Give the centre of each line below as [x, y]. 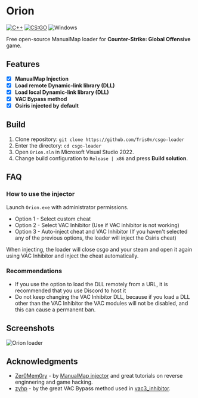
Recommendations [34, 271]
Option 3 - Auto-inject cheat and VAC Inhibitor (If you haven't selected [101, 231]
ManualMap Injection [41, 78]
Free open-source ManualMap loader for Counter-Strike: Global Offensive [98, 39]
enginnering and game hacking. [54, 382]
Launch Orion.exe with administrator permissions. [67, 207]
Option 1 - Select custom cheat [53, 219]
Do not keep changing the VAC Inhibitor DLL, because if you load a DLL [102, 296]
